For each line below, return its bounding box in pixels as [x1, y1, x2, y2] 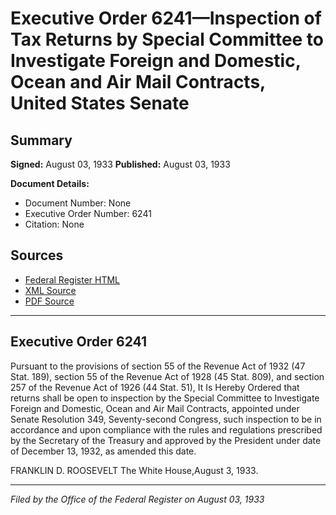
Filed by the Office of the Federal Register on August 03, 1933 [10, 493, 265, 505]
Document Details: [10, 178, 90, 189]
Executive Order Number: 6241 [24, 208, 152, 219]
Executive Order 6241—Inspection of [10, 7, 322, 30]
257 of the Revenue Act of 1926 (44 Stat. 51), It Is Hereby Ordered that [10, 381, 300, 393]
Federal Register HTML [24, 273, 121, 286]
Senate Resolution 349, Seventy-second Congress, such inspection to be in [10, 413, 322, 425]
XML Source [24, 284, 77, 296]
